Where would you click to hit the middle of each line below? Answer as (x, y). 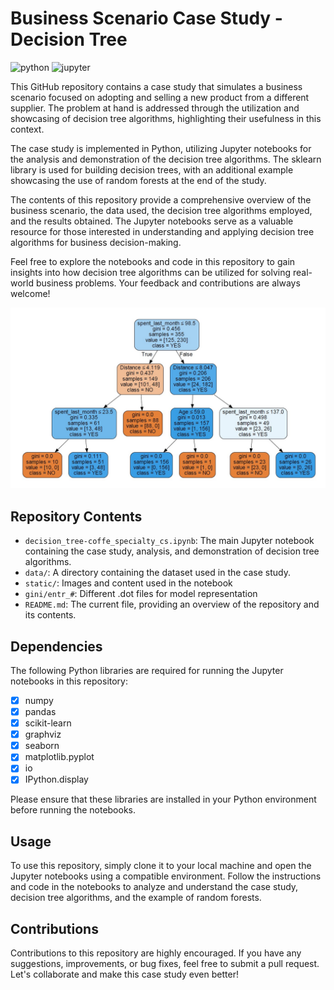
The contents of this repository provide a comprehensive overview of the (161, 199)
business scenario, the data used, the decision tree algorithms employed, (161, 210)
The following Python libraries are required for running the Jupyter (147, 670)
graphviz (43, 734)
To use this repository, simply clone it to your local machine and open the (161, 866)
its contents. (50, 615)
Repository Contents (76, 516)
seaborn (42, 746)
